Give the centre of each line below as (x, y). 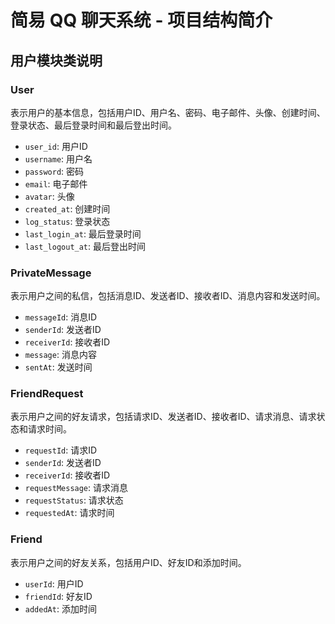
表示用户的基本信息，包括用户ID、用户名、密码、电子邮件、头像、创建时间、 (168, 112)
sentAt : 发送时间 (58, 367)
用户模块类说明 (56, 60)
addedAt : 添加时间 (60, 608)
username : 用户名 (58, 158)
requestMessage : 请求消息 (76, 488)
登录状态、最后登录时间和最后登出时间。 (93, 125)
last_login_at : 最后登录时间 (83, 233)
